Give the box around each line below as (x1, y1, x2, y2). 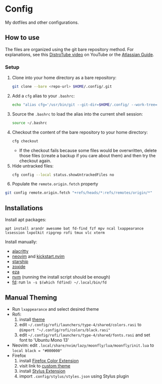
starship (12, 259, 29, 265)
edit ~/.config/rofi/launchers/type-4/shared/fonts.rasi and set (19, 332, 150, 338)
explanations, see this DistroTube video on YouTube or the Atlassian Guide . (5, 51, 154, 57)
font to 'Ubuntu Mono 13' (19, 337, 69, 343)
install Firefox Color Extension (19, 358, 79, 364)
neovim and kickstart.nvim (12, 253, 65, 259)
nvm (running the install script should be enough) (12, 274, 110, 280)
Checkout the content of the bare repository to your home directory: (12, 129, 148, 135)
